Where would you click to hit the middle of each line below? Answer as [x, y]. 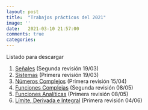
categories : [21, 40]
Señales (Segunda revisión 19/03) [57, 69]
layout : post [23, 12]
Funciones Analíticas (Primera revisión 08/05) [72, 94]
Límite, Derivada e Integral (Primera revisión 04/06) [79, 100]
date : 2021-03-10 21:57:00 [43, 29]
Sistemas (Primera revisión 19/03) [57, 75]
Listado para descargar [35, 57]
